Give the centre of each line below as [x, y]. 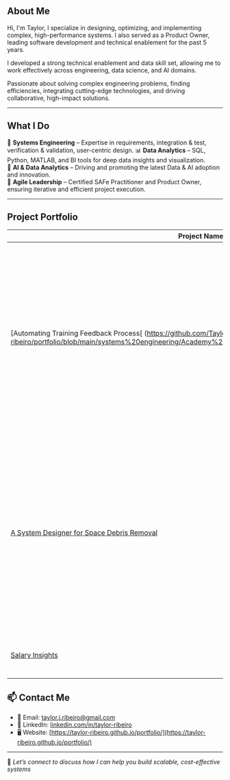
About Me [28, 11]
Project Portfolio [43, 217]
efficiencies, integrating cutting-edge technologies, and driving [96, 90]
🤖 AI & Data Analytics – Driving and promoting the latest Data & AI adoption [114, 167]
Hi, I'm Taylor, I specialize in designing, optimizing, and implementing [104, 27]
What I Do [28, 126]
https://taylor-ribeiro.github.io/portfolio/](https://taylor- [128, 733]
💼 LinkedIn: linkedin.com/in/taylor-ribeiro [74, 725]
